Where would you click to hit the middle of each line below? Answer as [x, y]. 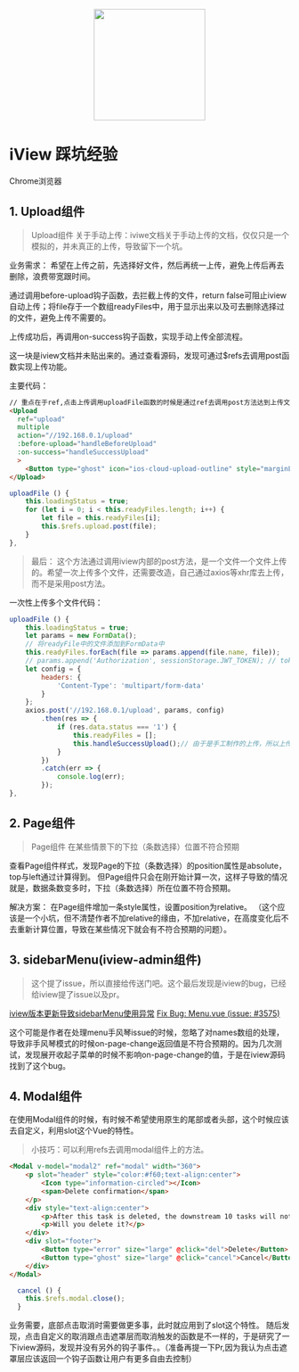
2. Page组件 [42, 824]
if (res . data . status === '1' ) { [117, 727]
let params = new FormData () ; [81, 636]
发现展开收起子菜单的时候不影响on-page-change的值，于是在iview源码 [155, 1054]
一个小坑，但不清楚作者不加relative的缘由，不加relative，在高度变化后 [153, 918]
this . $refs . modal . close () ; [75, 1299]
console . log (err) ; [91, 777]
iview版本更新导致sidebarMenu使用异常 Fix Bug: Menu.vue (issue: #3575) [145, 1013]
